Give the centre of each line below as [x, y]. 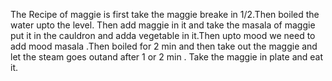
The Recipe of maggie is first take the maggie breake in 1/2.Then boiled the [165, 14]
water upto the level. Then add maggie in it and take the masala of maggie [163, 25]
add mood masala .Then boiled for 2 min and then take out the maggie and [164, 46]
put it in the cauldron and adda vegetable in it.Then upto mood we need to [163, 35]
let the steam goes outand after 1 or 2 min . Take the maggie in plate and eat [167, 57]
